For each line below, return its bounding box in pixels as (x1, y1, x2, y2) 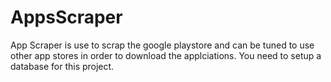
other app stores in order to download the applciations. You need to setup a (10, 49, 322, 61)
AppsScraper (10, 6, 123, 29)
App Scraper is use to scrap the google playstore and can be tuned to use (10, 39, 315, 51)
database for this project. (10, 60, 115, 72)
